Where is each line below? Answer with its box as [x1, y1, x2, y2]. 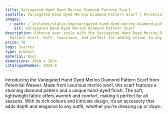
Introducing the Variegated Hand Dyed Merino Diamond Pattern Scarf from [5, 77, 159, 83]
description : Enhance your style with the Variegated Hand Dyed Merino [5, 30, 157, 35]
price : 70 [5, 40, 26, 45]
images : [5, 16, 21, 21]
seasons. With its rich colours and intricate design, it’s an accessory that [5, 98, 154, 104]
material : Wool [5, 53, 37, 59]
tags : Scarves [5, 44, 35, 49]
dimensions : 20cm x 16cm [5, 58, 57, 63]
